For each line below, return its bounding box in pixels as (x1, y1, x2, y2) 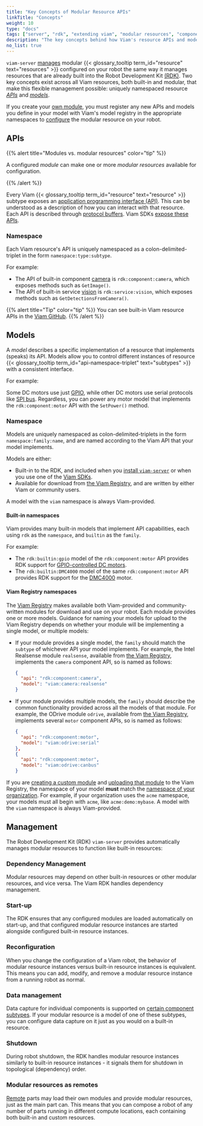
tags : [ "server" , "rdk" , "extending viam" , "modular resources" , (6, 31, 175, 37)
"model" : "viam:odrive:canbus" (21, 762, 100, 768)
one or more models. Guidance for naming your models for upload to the (6, 614, 187, 621)
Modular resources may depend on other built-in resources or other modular (6, 873, 197, 881)
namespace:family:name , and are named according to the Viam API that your (6, 437, 193, 444)
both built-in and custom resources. (6, 1113, 95, 1121)
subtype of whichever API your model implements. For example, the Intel (14, 645, 195, 653)
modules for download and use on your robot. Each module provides (25, 608, 196, 615)
